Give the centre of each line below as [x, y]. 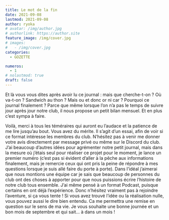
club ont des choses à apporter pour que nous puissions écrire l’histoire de [83, 180]
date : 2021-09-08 [23, 15]
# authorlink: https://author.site [43, 33]
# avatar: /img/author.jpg [34, 29]
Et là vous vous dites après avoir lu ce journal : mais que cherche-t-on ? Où [83, 95]
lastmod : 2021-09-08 [27, 19]
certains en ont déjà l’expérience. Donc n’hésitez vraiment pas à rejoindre [81, 190]
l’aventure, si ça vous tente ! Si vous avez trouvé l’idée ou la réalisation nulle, [84, 196]
